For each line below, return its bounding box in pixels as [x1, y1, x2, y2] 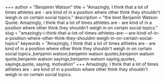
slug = [5, 30, 18, 36]
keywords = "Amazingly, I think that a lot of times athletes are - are [20, 41, 156, 46]
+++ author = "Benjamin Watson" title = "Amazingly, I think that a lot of [5, 4, 149, 10]
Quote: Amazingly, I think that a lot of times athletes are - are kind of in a [5, 20, 152, 25]
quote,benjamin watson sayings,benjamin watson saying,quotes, [5, 56, 136, 61]
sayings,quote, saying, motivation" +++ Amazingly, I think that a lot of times [5, 61, 159, 67]
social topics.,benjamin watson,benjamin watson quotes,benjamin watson [5, 51, 154, 57]
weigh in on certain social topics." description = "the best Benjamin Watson [5, 15, 158, 20]
